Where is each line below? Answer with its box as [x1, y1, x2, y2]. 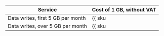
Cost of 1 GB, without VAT [92, 6, 156, 13]
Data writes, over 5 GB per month [8, 23, 87, 29]
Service [37, 6, 57, 13]
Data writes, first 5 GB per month [8, 15, 86, 21]
